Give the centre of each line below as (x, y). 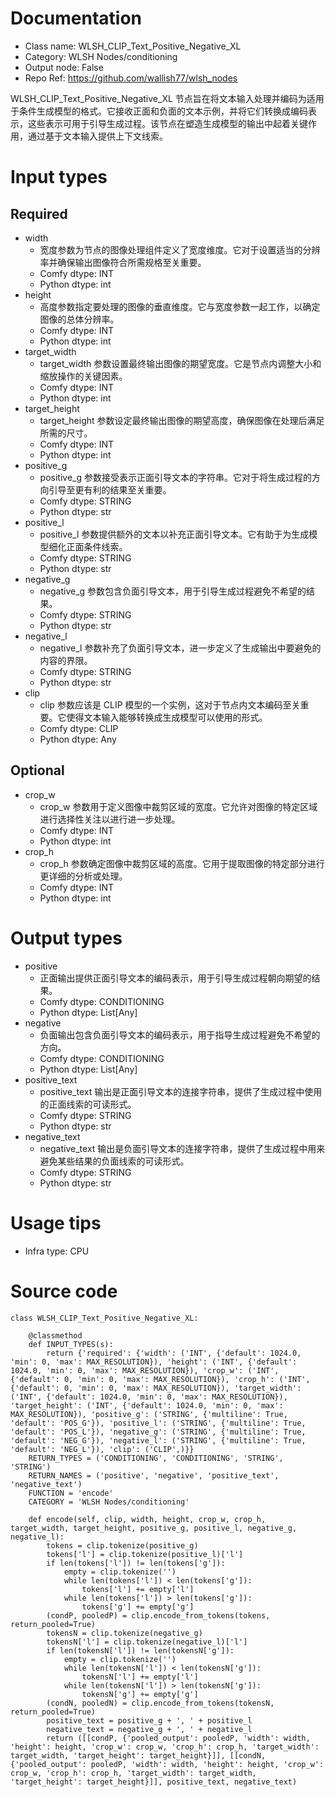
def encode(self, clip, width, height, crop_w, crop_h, (147, 1519)
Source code (64, 1291)
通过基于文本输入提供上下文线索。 (97, 136)
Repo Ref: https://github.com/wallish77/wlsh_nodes (131, 78)
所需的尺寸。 (66, 433)
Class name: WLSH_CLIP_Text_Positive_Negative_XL (133, 46)
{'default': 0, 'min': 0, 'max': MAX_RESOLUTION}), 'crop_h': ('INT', (160, 1379)
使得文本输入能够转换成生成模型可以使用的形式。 (167, 717)
